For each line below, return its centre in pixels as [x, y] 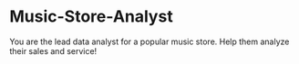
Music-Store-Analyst [91, 17]
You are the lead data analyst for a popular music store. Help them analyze [149, 41]
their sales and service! [53, 50]
